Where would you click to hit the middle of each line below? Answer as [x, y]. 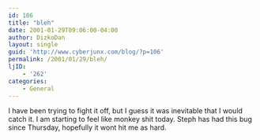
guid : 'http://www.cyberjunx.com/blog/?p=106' [86, 52]
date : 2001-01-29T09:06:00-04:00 [63, 30]
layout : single [33, 45]
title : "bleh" [32, 23]
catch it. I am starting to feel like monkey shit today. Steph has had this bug [130, 120]
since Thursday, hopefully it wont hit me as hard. [88, 127]
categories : [28, 81]
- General [39, 88]
